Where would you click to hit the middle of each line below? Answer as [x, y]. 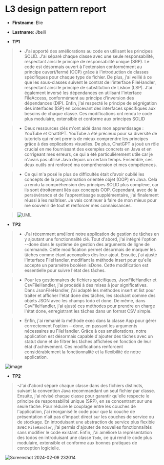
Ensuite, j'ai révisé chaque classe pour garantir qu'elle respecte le [83, 396]
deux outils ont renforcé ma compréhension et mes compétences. [91, 165]
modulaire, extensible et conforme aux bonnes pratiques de [77, 442]
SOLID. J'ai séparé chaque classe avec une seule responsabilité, [89, 56]
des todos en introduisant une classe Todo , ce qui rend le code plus [84, 438]
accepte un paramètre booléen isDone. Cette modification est [86, 265]
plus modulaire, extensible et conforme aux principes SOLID [85, 119]
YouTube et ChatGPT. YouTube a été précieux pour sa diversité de [91, 133]
